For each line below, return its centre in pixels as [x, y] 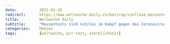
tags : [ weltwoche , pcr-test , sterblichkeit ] [63, 33]
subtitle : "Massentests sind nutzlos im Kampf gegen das [72, 24]
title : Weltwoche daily [39, 19]
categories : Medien [29, 29]
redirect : [16, 15]
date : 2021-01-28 [34, 10]
